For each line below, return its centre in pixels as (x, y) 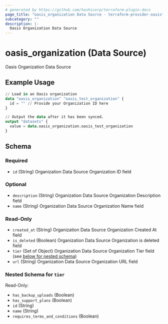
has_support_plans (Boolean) (42, 301)
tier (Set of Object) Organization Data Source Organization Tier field (83, 251)
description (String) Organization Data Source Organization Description (86, 195)
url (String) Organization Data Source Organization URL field (75, 262)
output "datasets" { (27, 122)
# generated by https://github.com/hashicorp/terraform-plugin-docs (78, 10)
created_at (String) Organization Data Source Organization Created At (84, 230)
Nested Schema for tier (35, 275)
